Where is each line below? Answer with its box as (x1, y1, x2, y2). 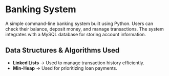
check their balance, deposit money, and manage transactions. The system (5, 26, 164, 32)
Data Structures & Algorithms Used (5, 46, 120, 55)
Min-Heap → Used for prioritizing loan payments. (12, 65, 118, 71)
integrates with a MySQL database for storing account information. (5, 31, 146, 37)
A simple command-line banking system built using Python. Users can (5, 20, 154, 27)
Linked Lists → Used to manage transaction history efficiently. (12, 60, 144, 66)
